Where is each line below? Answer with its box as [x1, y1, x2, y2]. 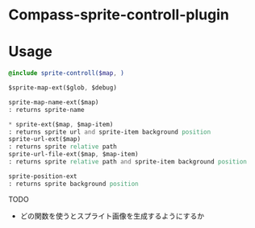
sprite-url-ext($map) [8, 135, 82, 143]
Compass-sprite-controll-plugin [8, 6, 230, 24]
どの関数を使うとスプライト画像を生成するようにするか [19, 211, 204, 221]
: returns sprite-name [8, 106, 85, 114]
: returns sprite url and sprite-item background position [8, 127, 211, 136]
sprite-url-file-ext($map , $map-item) [8, 151, 139, 159]
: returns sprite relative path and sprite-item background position [8, 158, 248, 166]
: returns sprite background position [8, 180, 139, 188]
